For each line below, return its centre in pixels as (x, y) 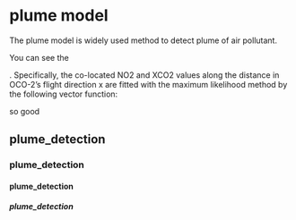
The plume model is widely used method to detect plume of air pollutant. (144, 40)
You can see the (39, 57)
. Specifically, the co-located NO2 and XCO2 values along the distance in (144, 75)
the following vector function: (64, 94)
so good (25, 111)
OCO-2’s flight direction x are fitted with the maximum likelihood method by (148, 84)
